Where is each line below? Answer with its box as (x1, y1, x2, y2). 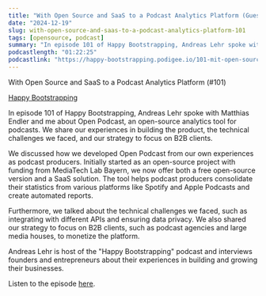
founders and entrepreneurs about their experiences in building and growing (8, 255, 258, 264)
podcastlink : (8, 56, 51, 64)
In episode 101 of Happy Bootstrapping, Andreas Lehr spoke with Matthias (8, 108, 249, 117)
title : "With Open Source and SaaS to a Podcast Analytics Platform (8, 11, 239, 20)
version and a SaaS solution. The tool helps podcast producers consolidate (8, 173, 253, 183)
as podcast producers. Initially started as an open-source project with (8, 157, 236, 166)
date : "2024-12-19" (8, 19, 73, 27)
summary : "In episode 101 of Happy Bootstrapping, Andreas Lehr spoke (8, 41, 246, 49)
